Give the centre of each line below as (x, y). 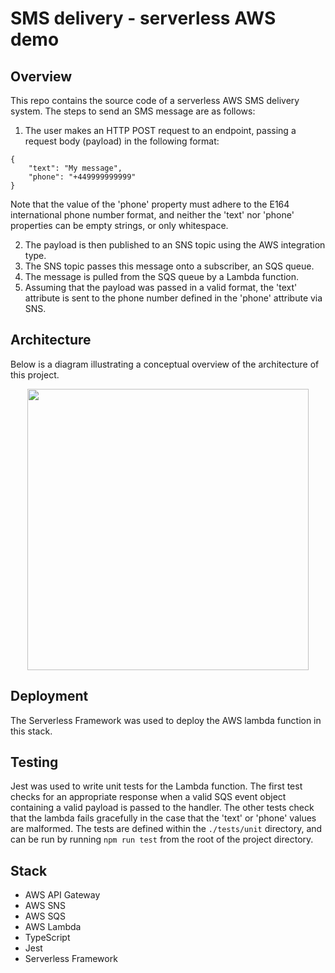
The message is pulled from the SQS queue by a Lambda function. (162, 276)
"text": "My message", (75, 168)
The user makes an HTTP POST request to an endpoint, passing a (160, 130)
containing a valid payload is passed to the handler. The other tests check (162, 808)
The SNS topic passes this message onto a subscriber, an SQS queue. (169, 266)
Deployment (49, 696)
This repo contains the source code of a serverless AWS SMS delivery (155, 100)
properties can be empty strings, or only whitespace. (119, 225)
